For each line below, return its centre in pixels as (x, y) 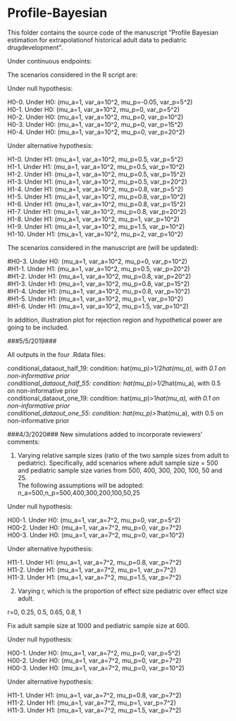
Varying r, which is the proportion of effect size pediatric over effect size (123, 591)
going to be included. (38, 327)
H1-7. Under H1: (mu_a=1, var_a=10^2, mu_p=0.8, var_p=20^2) (97, 211)
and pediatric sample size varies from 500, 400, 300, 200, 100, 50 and (120, 470)
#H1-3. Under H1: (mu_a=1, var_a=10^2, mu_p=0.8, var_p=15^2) (99, 284)
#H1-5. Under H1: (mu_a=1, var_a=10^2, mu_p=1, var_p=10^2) (95, 299)
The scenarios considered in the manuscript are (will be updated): (103, 247)
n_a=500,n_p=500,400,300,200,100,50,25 (79, 493)
